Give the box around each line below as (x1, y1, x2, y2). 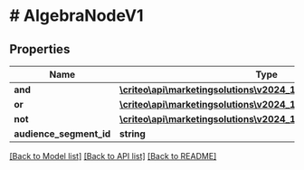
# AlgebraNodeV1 (9, 5, 144, 26)
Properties (9, 42, 71, 57)
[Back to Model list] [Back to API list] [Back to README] (9, 151, 217, 161)
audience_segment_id (14, 127, 111, 140)
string (119, 127, 147, 140)
